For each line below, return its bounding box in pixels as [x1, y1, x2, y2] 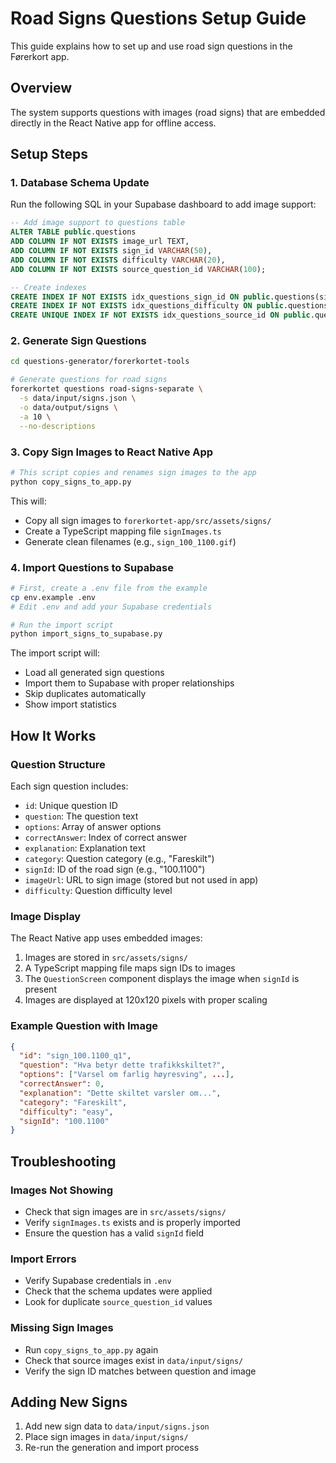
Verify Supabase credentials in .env [24, 1275, 172, 1287]
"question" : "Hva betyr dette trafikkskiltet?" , [19, 1060, 226, 1071]
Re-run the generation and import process [24, 1442, 200, 1454]
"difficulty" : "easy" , [19, 1107, 114, 1117]
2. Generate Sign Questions [10, 334, 147, 348]
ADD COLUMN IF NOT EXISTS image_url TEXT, [10, 237, 190, 247]
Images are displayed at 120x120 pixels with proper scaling [24, 994, 268, 1006]
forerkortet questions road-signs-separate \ [10, 384, 203, 394]
